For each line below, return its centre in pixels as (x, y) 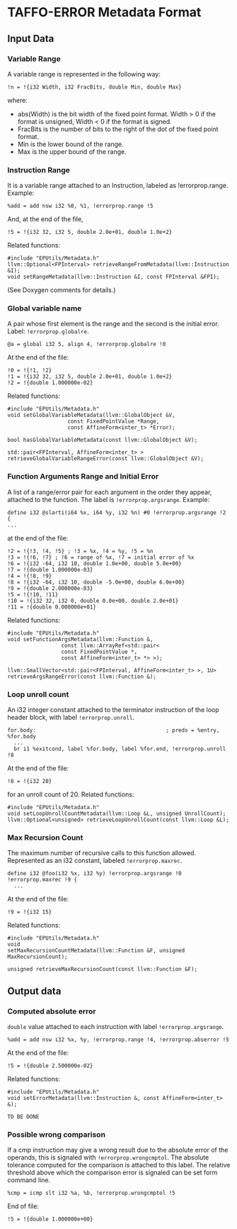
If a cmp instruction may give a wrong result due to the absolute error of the (118, 1150)
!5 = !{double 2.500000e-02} (50, 1066)
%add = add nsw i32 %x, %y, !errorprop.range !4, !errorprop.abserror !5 (118, 1040)
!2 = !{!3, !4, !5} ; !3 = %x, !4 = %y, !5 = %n (80, 551)
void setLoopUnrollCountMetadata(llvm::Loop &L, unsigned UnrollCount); (117, 814)
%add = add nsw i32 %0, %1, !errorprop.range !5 (80, 206)
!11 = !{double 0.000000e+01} (52, 607)
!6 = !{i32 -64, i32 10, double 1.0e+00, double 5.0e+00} (94, 563)
